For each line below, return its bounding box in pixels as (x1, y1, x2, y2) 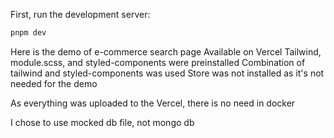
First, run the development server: (10, 9, 151, 20)
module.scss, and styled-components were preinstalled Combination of (10, 56, 306, 68)
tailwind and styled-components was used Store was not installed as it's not (10, 67, 325, 79)
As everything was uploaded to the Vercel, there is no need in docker (10, 97, 296, 109)
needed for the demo (10, 77, 98, 89)
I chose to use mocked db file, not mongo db (10, 116, 195, 128)
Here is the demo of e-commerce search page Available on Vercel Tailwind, (10, 45, 322, 58)
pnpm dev (10, 28, 47, 38)
